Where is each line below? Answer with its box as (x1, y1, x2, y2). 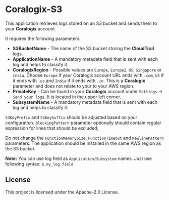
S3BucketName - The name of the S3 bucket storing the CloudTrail (12, 45, 154, 51)
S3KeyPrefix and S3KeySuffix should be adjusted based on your (5, 114, 138, 120)
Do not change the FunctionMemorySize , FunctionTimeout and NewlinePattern (5, 135, 164, 141)
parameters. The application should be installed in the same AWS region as (5, 140, 161, 146)
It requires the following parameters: (5, 35, 81, 42)
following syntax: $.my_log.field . (5, 161, 75, 167)
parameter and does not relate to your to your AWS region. (12, 83, 135, 89)
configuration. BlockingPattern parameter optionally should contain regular (5, 119, 161, 126)
